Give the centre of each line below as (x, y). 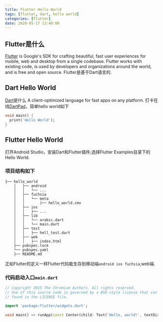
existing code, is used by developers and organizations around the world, (78, 67)
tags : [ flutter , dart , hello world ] (42, 14)
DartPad (17, 106)
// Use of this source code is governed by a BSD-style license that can (81, 292)
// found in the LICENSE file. (37, 297)
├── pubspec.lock (31, 246)
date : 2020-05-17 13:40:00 (32, 23)
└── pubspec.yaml (31, 250)
